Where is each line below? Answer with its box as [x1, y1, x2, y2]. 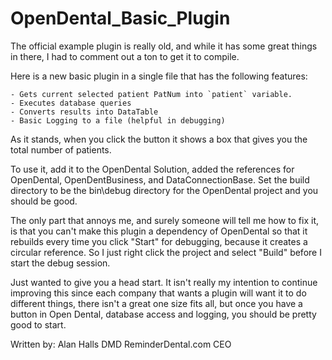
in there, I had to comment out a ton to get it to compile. [10, 50, 240, 62]
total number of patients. [10, 143, 112, 156]
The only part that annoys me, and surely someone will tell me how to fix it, [10, 214, 320, 226]
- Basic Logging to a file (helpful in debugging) [10, 115, 226, 126]
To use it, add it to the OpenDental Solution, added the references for [10, 163, 295, 175]
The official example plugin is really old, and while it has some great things [10, 40, 318, 52]
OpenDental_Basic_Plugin [10, 7, 231, 30]
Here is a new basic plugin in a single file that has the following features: [10, 70, 308, 82]
